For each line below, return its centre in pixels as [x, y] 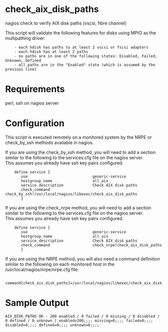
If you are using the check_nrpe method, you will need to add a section [78, 208]
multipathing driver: [25, 38]
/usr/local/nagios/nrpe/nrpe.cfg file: [42, 269]
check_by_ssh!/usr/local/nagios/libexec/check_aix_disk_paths [71, 194]
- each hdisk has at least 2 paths [51, 52]
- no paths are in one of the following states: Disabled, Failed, [86, 56]
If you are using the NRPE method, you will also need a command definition [82, 259]
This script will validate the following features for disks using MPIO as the [81, 33]
